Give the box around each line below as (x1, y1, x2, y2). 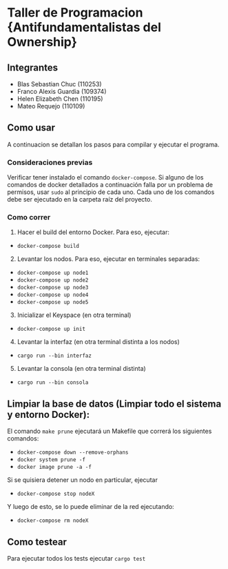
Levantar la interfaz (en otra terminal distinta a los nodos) (17, 338, 180, 346)
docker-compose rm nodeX (17, 517, 89, 524)
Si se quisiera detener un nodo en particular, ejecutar (7, 476, 158, 484)
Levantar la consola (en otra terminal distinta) (17, 365, 146, 373)
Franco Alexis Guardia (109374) (17, 88, 107, 95)
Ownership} (7, 35, 78, 50)
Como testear (7, 536, 68, 548)
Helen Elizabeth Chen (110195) (17, 95, 103, 103)
